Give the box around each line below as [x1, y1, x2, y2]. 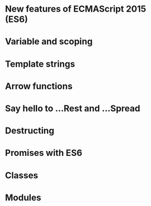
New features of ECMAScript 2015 [5, 3, 146, 15]
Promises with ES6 [5, 148, 83, 159]
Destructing [5, 125, 55, 136]
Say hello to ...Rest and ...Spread [5, 103, 140, 114]
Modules [5, 192, 41, 203]
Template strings [5, 58, 75, 69]
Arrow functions [5, 80, 73, 92]
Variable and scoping [5, 36, 93, 47]
